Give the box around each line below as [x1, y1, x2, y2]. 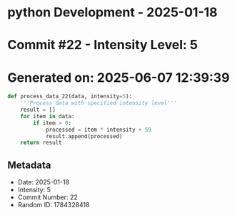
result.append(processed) [45, 132, 123, 140]
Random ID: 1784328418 [17, 201, 90, 209]
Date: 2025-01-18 [17, 178, 70, 187]
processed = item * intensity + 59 [45, 126, 152, 133]
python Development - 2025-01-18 [7, 4, 218, 21]
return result [20, 140, 62, 147]
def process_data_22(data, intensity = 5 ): [7, 93, 133, 100]
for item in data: [20, 112, 75, 120]
